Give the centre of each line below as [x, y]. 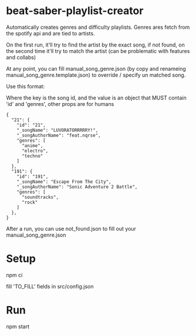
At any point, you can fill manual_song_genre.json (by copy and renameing [96, 68]
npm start [18, 326]
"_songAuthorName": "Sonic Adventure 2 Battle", [77, 187]
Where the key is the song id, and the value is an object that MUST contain [96, 98]
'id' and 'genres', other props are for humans [60, 104]
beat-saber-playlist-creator [75, 11]
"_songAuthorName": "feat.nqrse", [59, 135]
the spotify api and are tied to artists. [50, 33]
